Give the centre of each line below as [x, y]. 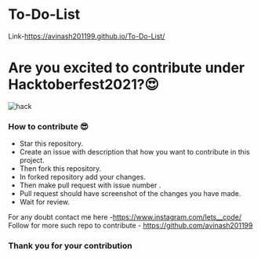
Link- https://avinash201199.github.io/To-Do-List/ [87, 36]
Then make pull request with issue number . [90, 185]
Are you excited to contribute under [127, 68]
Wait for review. [45, 202]
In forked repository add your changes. [83, 177]
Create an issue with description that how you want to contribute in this [134, 152]
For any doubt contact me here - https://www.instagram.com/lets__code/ [125, 217]
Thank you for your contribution [70, 246]
